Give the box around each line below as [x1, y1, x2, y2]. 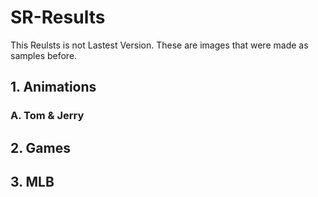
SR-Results [10, 6, 106, 29]
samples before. [10, 49, 78, 61]
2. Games [10, 139, 71, 156]
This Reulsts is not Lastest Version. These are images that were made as [10, 39, 309, 51]
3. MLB [10, 174, 55, 191]
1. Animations [10, 79, 97, 96]
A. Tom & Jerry [10, 109, 85, 123]
